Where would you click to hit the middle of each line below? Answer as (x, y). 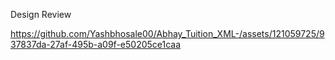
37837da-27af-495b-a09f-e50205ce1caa (96, 44)
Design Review (41, 14)
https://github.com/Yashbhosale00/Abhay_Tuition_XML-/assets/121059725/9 (167, 33)
